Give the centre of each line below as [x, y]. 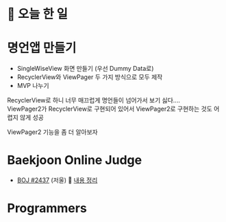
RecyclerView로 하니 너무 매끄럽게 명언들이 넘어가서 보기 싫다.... [93, 100]
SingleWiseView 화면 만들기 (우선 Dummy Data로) [85, 69]
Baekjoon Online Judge [75, 160]
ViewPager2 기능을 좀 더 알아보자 [52, 132]
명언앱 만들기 [42, 48]
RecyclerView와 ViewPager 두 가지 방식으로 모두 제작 [90, 77]
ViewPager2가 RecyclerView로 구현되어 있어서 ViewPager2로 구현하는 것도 [110, 109]
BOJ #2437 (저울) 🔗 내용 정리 [57, 180]
